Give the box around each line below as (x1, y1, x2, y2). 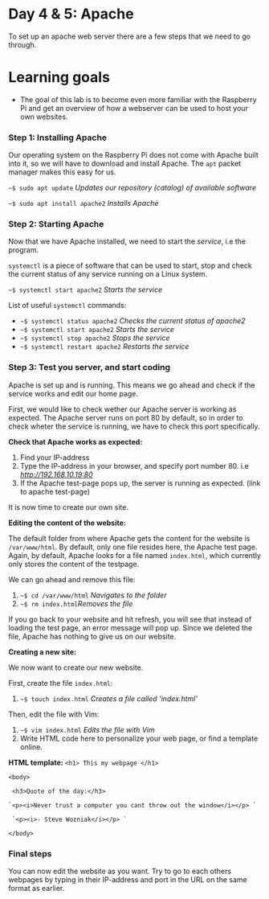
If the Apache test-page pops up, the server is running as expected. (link (19, 478, 261, 487)
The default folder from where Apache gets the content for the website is (8, 533, 251, 543)
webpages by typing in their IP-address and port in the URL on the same (8, 875, 247, 885)
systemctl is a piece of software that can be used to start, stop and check (8, 261, 253, 270)
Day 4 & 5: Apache (8, 5, 134, 23)
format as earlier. (8, 884, 65, 893)
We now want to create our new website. (8, 663, 144, 672)
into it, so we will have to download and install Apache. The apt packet (8, 158, 242, 169)
